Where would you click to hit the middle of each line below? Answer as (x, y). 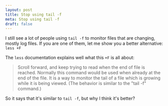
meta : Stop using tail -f (32, 19)
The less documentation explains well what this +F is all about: (70, 58)
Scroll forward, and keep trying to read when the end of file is (81, 67)
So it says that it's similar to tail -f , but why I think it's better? (70, 98)
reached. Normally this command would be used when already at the (89, 73)
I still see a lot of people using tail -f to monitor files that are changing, (80, 38)
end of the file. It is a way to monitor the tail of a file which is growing (89, 78)
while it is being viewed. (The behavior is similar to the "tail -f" (82, 83)
